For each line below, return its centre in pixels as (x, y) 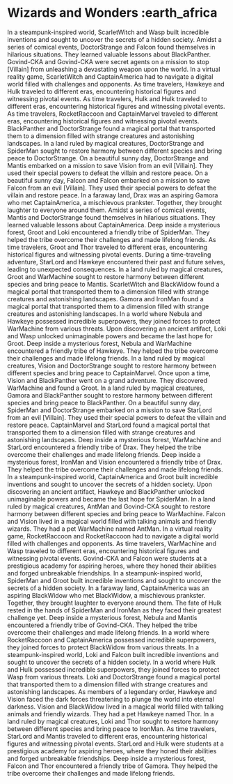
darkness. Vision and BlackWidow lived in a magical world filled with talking (115, 707)
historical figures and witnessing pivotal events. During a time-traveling (109, 254)
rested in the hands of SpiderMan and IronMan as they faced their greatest (114, 610)
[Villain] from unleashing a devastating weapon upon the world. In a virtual (114, 69)
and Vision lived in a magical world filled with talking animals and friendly (112, 521)
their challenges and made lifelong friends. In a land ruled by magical (106, 358)
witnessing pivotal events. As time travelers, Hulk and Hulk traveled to (107, 98)
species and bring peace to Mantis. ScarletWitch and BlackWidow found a (113, 284)
